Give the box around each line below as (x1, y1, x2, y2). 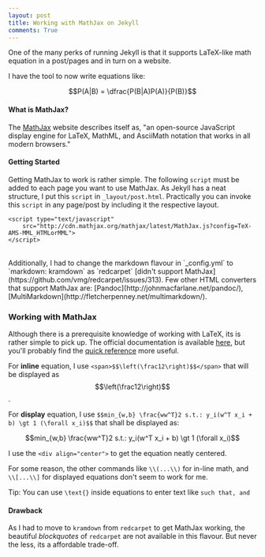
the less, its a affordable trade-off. (8, 540, 119, 549)
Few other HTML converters (165, 275, 257, 284)
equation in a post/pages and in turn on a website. (8, 56, 172, 65)
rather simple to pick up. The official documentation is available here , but (8, 338, 246, 347)
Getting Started (8, 157, 61, 166)
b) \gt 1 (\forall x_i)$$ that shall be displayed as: (8, 418, 180, 428)
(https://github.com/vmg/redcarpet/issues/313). (8, 275, 164, 284)
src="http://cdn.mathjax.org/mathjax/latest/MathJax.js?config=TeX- (22, 222, 252, 230)
